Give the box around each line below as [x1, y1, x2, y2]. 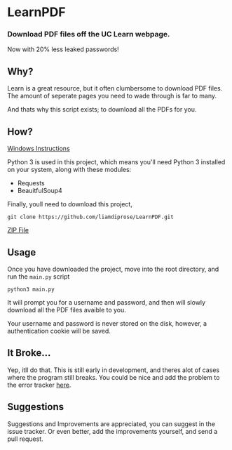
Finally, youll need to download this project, [7, 200, 133, 209]
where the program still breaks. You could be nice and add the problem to [7, 373, 220, 381]
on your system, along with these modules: [7, 166, 132, 174]
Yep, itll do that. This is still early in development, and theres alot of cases [7, 366, 219, 374]
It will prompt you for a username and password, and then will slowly [7, 298, 205, 306]
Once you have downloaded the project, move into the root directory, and [7, 265, 219, 273]
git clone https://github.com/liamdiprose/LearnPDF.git [7, 213, 174, 221]
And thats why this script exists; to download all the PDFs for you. [7, 105, 197, 114]
